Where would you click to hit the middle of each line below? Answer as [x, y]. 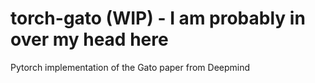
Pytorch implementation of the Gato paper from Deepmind [130, 67]
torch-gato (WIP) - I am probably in [158, 18]
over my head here [89, 39]
